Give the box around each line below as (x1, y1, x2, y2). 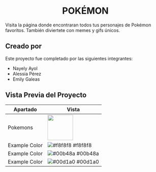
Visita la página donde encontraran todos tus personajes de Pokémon (5, 22, 151, 28)
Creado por (5, 42, 42, 51)
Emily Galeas (12, 76, 40, 82)
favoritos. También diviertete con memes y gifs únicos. (5, 27, 120, 33)
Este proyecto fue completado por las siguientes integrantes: (5, 55, 133, 61)
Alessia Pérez (12, 71, 42, 77)
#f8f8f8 (73, 142, 92, 149)
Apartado (13, 106, 37, 113)
